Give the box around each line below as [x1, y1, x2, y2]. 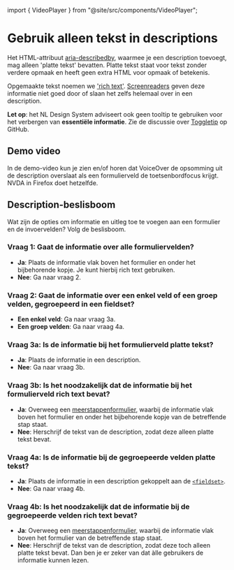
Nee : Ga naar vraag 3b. [17, 363, 85, 372]
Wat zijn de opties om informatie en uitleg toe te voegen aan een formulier [7, 217, 221, 226]
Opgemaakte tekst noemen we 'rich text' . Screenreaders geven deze [7, 82, 205, 90]
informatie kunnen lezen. [17, 556, 89, 564]
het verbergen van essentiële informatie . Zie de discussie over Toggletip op [7, 117, 228, 126]
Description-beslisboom [7, 199, 116, 211]
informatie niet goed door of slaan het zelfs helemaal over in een [7, 89, 193, 97]
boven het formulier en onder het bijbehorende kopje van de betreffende [17, 412, 227, 421]
